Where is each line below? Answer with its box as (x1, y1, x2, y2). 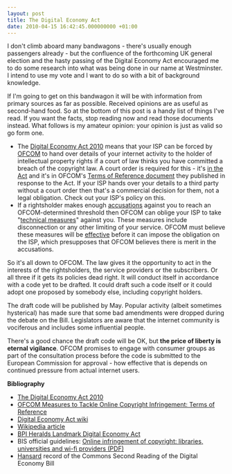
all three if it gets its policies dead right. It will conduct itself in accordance (7, 273, 220, 282)
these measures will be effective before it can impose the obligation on (17, 230, 220, 239)
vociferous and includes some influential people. (7, 323, 145, 332)
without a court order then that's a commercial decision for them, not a (17, 186, 220, 194)
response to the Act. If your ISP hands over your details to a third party (17, 179, 220, 188)
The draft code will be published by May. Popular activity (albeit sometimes (7, 302, 222, 310)
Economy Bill (17, 459, 55, 468)
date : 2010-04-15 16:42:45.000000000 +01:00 (7, 23, 138, 30)
